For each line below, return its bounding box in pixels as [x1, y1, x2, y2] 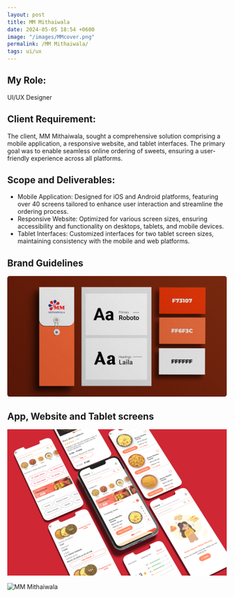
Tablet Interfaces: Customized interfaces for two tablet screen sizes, [17, 230, 214, 238]
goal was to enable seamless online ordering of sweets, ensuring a [7, 146, 199, 155]
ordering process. [17, 208, 69, 216]
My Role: [7, 75, 47, 86]
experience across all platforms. [31, 154, 123, 162]
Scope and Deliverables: [7, 174, 116, 186]
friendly [7, 154, 30, 162]
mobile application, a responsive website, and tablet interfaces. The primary [7, 139, 226, 148]
